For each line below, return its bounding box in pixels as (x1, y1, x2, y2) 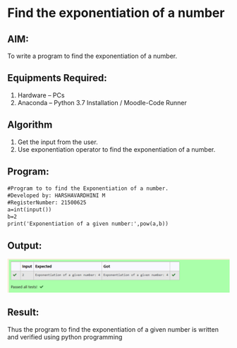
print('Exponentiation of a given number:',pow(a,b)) (7, 220, 169, 227)
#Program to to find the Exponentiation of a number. (7, 185, 169, 192)
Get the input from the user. (17, 138, 98, 146)
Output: (7, 239, 42, 251)
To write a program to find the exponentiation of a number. (7, 52, 178, 60)
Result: (7, 306, 39, 318)
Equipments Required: (7, 72, 107, 84)
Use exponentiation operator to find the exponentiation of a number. (17, 145, 216, 153)
